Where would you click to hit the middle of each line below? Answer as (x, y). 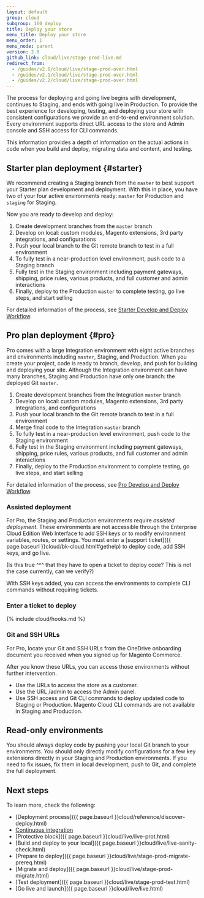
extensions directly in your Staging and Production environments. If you (97, 758)
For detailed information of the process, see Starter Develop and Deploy (97, 310)
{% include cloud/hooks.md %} (46, 619)
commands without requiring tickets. (53, 590)
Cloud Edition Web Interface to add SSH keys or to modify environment (96, 533)
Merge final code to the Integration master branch (78, 427)
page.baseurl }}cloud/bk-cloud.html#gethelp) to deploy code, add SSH (96, 547)
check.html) (30, 850)
